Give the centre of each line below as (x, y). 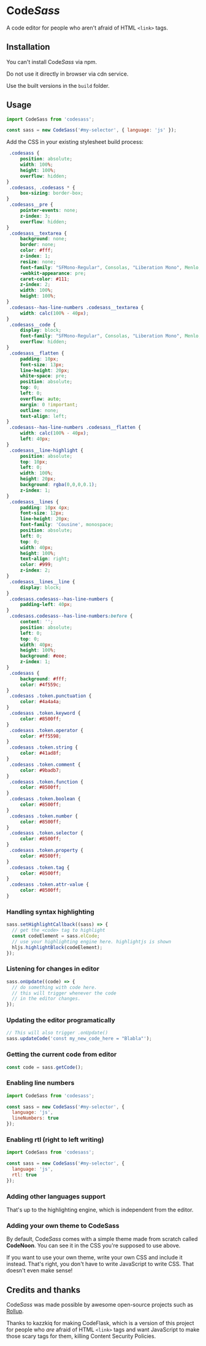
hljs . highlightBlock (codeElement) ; (57, 947)
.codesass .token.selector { (46, 833)
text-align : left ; (44, 416)
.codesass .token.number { (44, 816)
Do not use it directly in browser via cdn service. (67, 74)
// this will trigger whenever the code (64, 993)
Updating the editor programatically (61, 1020)
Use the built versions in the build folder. (58, 85)
